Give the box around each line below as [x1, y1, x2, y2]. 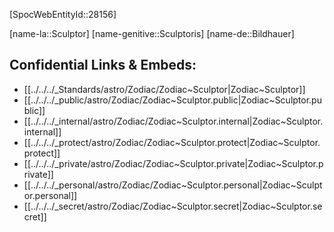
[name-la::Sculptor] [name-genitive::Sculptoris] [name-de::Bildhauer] [9, 28, 295, 39]
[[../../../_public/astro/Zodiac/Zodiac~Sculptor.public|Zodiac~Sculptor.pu [23, 94, 322, 106]
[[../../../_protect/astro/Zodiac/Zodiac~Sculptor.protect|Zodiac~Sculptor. [23, 136, 321, 148]
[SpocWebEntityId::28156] [9, 9, 117, 20]
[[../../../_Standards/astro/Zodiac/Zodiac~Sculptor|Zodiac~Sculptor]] [23, 83, 306, 95]
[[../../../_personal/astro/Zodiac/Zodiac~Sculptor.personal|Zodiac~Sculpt [23, 179, 323, 191]
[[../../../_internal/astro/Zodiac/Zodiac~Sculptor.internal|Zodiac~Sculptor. [23, 115, 324, 127]
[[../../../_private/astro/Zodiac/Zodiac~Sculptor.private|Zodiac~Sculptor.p [23, 157, 324, 169]
